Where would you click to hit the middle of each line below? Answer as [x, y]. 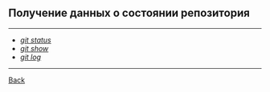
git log [31, 57]
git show [34, 48]
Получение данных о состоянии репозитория [129, 13]
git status [36, 40]
